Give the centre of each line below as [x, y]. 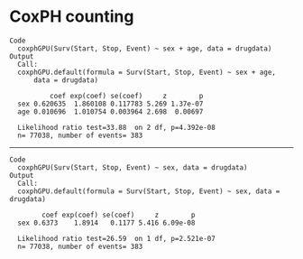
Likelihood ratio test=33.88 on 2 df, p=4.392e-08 [117, 127]
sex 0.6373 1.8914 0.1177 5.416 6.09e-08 [106, 223]
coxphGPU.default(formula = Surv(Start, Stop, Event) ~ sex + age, [147, 72]
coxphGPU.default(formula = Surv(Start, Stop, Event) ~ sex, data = [149, 191]
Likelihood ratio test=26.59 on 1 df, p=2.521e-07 [117, 238]
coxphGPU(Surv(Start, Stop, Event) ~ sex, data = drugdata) [133, 167]
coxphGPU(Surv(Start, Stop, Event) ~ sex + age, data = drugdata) [145, 48]
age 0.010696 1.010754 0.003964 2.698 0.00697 [110, 111]
